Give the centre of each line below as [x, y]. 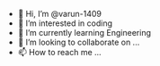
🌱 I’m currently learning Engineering [84, 33]
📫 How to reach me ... [59, 52]
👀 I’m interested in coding [65, 23]
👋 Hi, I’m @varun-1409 [59, 14]
